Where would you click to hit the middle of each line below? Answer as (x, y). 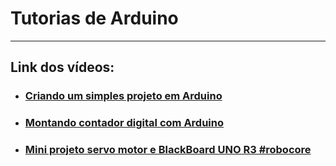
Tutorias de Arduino (94, 18)
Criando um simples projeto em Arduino (123, 96)
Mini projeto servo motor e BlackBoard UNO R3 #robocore (168, 150)
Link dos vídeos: (62, 67)
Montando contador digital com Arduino (124, 123)
